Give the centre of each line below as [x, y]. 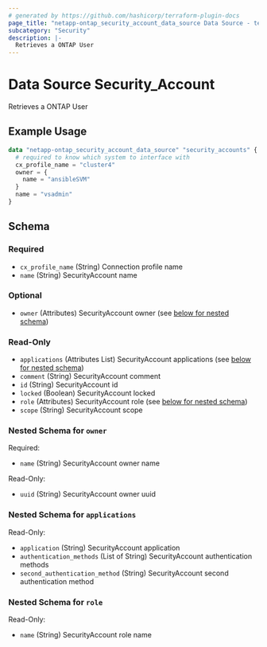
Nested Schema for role [56, 602]
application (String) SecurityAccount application [100, 548]
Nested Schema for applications [72, 515]
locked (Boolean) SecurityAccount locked [87, 393]
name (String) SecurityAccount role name [86, 635]
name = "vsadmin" [44, 195]
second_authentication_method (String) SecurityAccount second [124, 573]
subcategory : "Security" [49, 30]
